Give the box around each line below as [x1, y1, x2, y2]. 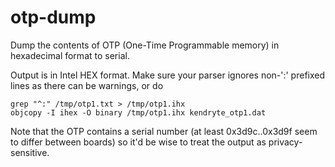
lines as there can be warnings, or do [10, 79, 164, 91]
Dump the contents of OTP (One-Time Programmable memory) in [10, 39, 280, 51]
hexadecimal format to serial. [10, 49, 130, 61]
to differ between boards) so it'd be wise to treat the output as [10, 136, 267, 148]
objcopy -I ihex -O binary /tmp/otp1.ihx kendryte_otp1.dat [10, 107, 267, 118]
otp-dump [10, 6, 97, 29]
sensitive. [10, 146, 50, 158]
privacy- [268, 136, 303, 148]
